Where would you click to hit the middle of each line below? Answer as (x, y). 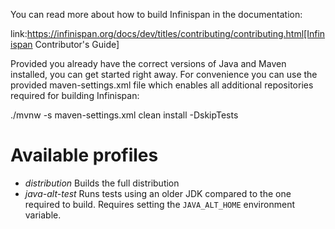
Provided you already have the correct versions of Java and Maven (148, 63)
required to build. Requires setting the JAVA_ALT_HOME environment (159, 204)
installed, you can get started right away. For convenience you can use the (164, 74)
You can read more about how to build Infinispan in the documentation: (156, 14)
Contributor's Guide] (77, 44)
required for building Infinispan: (75, 95)
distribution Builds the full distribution (102, 183)
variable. (43, 215)
